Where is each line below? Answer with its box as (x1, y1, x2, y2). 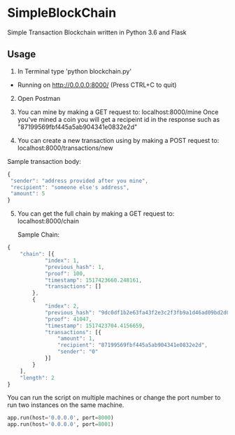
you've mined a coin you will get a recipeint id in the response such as (17, 115, 220, 123)
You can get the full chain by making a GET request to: (17, 209, 175, 218)
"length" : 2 (20, 374, 55, 381)
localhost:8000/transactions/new (17, 144, 113, 152)
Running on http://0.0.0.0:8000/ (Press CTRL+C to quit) (17, 81, 177, 89)
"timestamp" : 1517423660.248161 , (44, 277, 142, 284)
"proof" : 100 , (44, 270, 86, 277)
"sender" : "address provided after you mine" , (10, 177, 149, 184)
